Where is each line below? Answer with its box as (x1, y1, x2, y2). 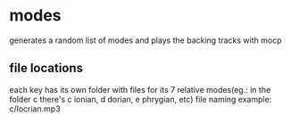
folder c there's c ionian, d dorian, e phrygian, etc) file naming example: (9, 94, 272, 104)
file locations (9, 61, 83, 76)
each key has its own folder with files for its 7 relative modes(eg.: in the (9, 84, 271, 94)
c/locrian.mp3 (9, 103, 61, 114)
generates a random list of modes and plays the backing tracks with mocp (9, 35, 282, 45)
